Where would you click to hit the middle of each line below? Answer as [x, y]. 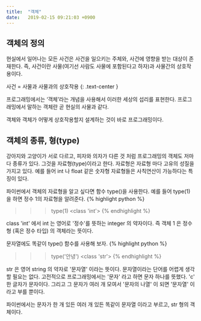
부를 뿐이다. [31, 292]
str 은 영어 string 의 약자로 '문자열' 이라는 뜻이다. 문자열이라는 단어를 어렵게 [95, 269]
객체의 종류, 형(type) [43, 140]
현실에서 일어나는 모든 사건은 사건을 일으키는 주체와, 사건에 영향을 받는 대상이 [97, 59]
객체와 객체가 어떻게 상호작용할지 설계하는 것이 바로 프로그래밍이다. [85, 120]
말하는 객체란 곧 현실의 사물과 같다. [68, 107]
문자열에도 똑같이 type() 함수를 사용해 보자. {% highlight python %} [87, 243]
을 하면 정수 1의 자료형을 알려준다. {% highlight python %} [76, 199]
